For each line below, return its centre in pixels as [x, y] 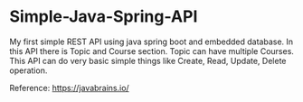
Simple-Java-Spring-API [104, 17]
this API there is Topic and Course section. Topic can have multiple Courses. [151, 51]
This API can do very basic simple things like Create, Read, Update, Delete [148, 60]
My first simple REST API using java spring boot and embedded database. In [151, 42]
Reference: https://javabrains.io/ [69, 88]
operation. [28, 70]
